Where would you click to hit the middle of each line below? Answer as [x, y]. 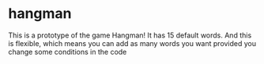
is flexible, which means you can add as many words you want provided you [132, 43]
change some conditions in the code [68, 52]
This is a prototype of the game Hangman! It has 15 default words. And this [130, 35]
